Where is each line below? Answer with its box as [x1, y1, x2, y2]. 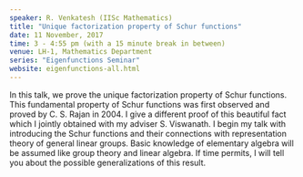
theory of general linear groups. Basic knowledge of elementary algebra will [9, 138, 294, 149]
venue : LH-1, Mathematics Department [9, 47, 153, 57]
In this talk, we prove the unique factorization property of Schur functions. [9, 88, 288, 100]
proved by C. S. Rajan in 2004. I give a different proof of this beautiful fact [9, 109, 287, 120]
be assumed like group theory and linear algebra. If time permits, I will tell [9, 147, 285, 158]
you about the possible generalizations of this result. [9, 157, 207, 168]
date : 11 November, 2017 [9, 30, 104, 39]
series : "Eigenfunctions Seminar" [9, 56, 141, 65]
